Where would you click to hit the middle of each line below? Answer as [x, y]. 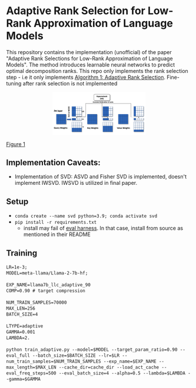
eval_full [18, 356]
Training [22, 253]
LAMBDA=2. [18, 338]
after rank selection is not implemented [70, 83]
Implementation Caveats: [54, 162]
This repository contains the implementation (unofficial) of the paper [89, 52]
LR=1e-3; [17, 267]
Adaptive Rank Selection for [76, 11]
